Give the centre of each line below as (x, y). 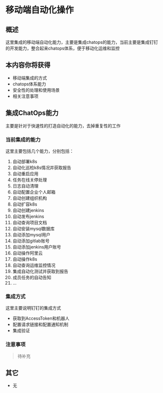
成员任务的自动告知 (32, 277)
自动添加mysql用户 (31, 234)
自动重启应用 (25, 173)
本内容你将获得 (28, 65)
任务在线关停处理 (30, 180)
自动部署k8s (25, 161)
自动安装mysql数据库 (34, 228)
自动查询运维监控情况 (34, 265)
